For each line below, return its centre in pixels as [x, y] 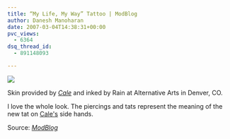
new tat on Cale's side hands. [51, 114]
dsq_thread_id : [30, 47]
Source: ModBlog [33, 127]
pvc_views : [23, 34]
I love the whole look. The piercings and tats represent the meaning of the [115, 106]
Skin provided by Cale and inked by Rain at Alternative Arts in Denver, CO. [115, 92]
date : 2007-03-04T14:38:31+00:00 [57, 27]
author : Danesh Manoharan [45, 20]
